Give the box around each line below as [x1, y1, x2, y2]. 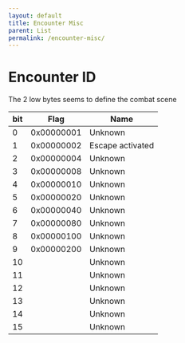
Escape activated [89, 140, 154, 152]
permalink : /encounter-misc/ [8, 34, 105, 42]
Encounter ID [8, 69, 96, 86]
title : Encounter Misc [8, 19, 84, 27]
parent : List [8, 26, 52, 34]
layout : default [8, 11, 62, 20]
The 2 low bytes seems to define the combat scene [8, 95, 177, 104]
